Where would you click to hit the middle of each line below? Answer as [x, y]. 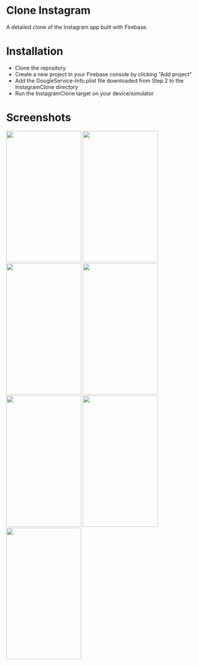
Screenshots [39, 118]
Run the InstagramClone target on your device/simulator [84, 93]
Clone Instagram [49, 10]
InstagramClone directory [46, 87]
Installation [35, 51]
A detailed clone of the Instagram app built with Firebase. [77, 27]
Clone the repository [40, 68]
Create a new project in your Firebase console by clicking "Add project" [103, 74]
